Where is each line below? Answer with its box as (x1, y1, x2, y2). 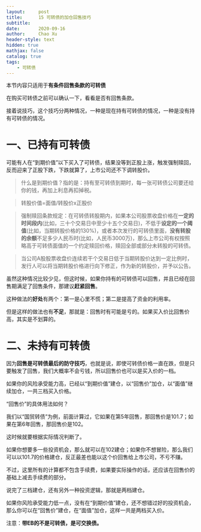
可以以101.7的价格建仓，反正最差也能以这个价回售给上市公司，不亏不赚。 (6, 453, 186, 461)
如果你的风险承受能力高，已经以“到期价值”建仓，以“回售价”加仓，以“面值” (6, 380, 188, 387)
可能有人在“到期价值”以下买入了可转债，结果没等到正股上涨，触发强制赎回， (6, 159, 194, 166)
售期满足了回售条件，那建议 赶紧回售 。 (6, 282, 100, 290)
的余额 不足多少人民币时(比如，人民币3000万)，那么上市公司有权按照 (20, 235, 190, 242)
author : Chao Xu (6, 31, 58, 37)
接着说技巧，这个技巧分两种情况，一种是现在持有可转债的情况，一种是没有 (6, 107, 190, 115)
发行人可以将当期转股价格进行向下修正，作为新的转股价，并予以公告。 (20, 262, 194, 270)
